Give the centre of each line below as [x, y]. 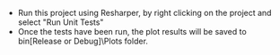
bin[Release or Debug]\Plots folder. [83, 41]
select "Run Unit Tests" [61, 22]
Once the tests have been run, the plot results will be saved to [132, 31]
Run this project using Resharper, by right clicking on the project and [144, 13]
